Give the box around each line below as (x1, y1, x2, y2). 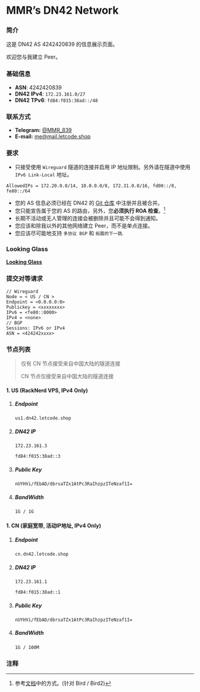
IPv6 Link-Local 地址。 (14, 171, 73, 178)
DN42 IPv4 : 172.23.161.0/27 (14, 90, 86, 97)
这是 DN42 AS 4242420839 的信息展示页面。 (6, 41, 118, 48)
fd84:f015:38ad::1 (14, 589, 61, 595)
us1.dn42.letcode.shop (14, 415, 71, 421)
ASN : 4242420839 (14, 84, 62, 91)
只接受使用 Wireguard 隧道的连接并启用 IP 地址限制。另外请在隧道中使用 (14, 164, 190, 171)
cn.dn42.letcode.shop (14, 551, 68, 557)
